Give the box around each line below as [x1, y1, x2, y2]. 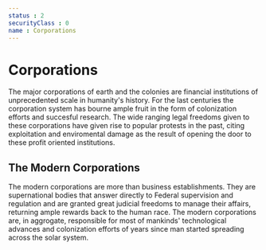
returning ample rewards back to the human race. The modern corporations [8, 208, 256, 217]
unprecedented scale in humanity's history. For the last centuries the [8, 96, 234, 105]
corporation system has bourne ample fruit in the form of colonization [8, 104, 237, 114]
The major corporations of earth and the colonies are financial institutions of [8, 87, 259, 96]
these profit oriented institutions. [8, 138, 115, 147]
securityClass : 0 [8, 19, 69, 27]
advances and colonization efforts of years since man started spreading [8, 225, 244, 234]
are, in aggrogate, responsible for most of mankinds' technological [8, 216, 227, 225]
